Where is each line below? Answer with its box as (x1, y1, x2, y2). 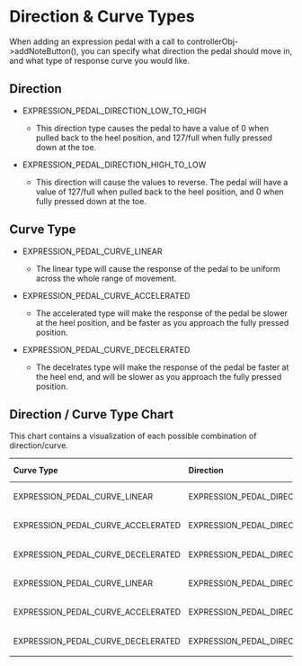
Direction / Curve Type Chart (9, 407, 173, 422)
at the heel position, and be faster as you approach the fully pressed (35, 317, 289, 328)
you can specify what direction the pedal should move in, (80, 45, 293, 56)
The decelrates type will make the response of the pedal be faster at (35, 362, 289, 373)
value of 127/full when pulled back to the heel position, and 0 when (35, 186, 285, 197)
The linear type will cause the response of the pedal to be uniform (35, 263, 280, 274)
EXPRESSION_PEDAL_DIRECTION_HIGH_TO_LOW (22, 159, 207, 170)
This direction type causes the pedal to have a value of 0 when (35, 122, 270, 133)
